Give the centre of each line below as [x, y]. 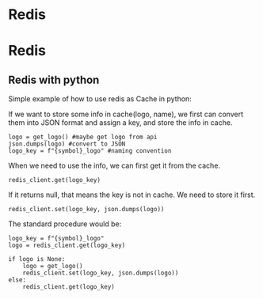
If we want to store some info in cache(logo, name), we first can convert [126, 114]
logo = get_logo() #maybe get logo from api [83, 137]
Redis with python [54, 79]
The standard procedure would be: [65, 224]
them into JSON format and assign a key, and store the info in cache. [120, 123]
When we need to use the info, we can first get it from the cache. [114, 166]
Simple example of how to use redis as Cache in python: [100, 99]
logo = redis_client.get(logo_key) [67, 246]
